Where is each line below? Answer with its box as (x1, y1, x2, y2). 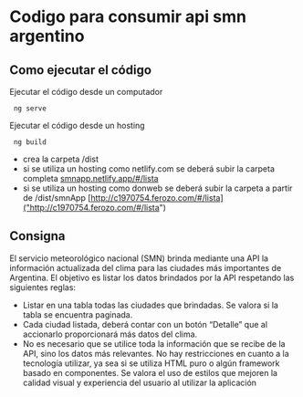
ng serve (13, 104, 47, 113)
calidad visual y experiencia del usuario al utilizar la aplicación (22, 377, 257, 388)
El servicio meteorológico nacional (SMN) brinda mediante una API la (9, 253, 269, 264)
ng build (13, 138, 47, 147)
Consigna (9, 228, 66, 244)
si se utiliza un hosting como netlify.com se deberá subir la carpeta (22, 163, 276, 174)
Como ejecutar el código (9, 62, 152, 78)
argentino (9, 26, 85, 47)
